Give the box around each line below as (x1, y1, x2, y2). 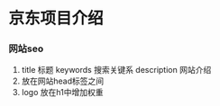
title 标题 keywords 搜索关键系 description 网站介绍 (21, 65, 212, 75)
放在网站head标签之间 (21, 75, 105, 86)
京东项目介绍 (8, 8, 105, 29)
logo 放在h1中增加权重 (21, 87, 104, 98)
